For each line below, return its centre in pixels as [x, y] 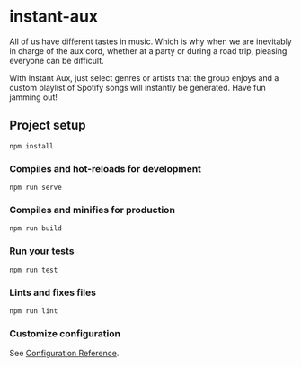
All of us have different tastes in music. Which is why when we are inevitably [150, 41]
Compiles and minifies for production [92, 210]
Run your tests [42, 251]
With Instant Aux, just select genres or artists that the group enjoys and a [144, 77]
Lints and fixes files [53, 292]
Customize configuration [65, 333]
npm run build [36, 228]
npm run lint [34, 311]
